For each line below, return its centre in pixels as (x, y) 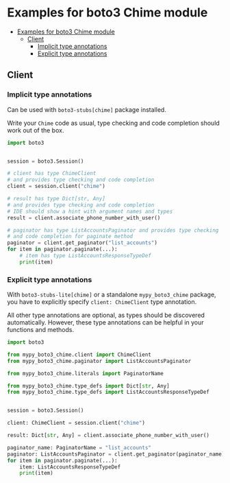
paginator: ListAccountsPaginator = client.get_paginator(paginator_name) (116, 454)
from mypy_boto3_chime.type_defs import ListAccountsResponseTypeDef (108, 392)
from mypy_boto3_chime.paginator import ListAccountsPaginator (99, 361)
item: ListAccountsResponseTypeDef (70, 467)
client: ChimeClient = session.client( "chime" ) (76, 423)
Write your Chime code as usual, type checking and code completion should (114, 123)
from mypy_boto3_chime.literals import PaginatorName (86, 373)
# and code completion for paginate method (70, 237)
